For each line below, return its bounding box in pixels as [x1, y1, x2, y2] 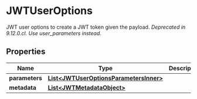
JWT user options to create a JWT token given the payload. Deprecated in [6, 23, 186, 30]
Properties [6, 47, 46, 57]
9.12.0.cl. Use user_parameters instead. [6, 29, 101, 36]
